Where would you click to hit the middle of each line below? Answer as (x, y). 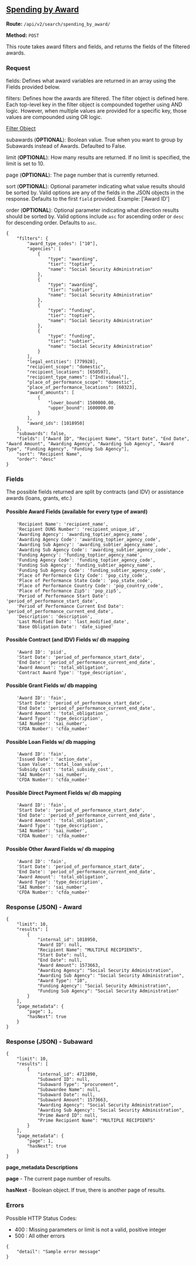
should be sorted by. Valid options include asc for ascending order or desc (95, 217)
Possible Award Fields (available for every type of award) (77, 512)
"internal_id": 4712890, (68, 1074)
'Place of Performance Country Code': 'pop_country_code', (90, 586)
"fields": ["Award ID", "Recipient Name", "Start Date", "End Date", (103, 439)
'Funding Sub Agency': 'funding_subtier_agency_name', (85, 565)
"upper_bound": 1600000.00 (81, 408)
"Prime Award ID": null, (68, 1115)
